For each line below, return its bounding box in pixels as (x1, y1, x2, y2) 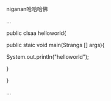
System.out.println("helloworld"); (6, 53, 90, 60)
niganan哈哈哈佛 (6, 6, 48, 12)
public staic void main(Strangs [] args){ (6, 42, 105, 48)
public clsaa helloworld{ (6, 29, 66, 37)
